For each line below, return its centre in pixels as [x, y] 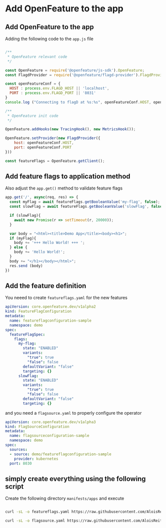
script [14, 486]
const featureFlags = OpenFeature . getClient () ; [55, 161]
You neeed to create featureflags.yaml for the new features [66, 298]
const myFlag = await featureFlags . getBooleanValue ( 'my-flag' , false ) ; [85, 202]
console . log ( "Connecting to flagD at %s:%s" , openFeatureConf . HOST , [78, 102]
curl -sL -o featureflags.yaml [37, 512]
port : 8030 [21, 463]
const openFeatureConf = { [33, 84]
